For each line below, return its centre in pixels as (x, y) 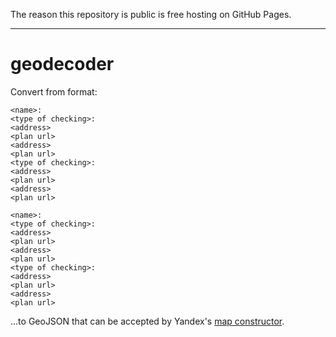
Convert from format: (54, 91)
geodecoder (62, 64)
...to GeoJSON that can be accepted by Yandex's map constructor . (147, 321)
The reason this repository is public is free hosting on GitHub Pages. (151, 14)
